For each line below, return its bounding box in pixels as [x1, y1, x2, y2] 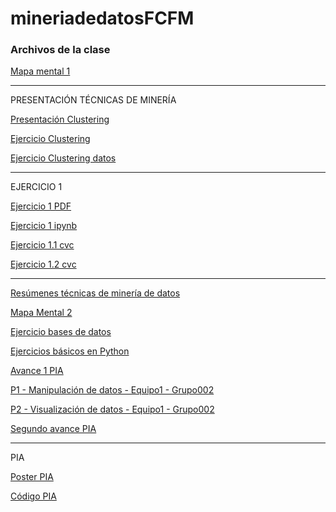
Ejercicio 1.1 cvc [10, 239, 75, 251]
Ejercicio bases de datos [10, 326, 112, 338]
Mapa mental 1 [10, 65, 71, 77]
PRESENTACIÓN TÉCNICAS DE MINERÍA [10, 94, 177, 106]
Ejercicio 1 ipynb [10, 220, 78, 232]
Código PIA [10, 490, 57, 502]
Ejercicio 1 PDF [10, 200, 72, 212]
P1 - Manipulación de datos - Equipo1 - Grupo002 [10, 384, 215, 396]
